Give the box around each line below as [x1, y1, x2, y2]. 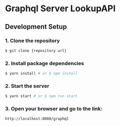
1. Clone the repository [5, 37, 60, 44]
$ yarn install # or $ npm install [5, 71, 78, 76]
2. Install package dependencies [5, 60, 84, 67]
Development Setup [5, 23, 67, 31]
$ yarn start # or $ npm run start [5, 94, 78, 99]
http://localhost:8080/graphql [5, 116, 69, 122]
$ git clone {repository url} [5, 48, 67, 53]
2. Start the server [5, 82, 49, 89]
